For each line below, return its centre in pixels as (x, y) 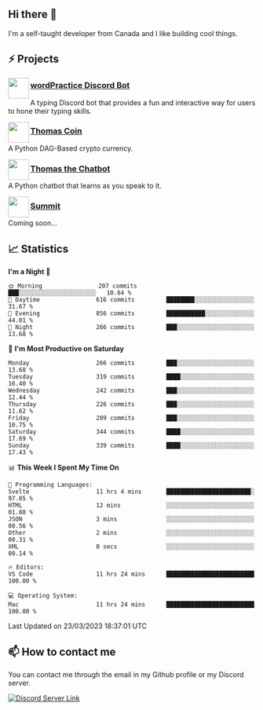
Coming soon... (33, 223)
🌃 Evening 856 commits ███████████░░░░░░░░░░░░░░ (131, 314)
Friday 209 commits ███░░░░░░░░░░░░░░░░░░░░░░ (131, 418)
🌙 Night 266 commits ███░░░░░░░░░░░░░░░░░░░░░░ (131, 328)
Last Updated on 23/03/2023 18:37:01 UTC (78, 626)
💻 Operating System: (43, 596)
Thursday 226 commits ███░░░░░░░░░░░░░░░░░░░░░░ (131, 404)
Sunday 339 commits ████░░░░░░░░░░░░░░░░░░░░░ (131, 446)
